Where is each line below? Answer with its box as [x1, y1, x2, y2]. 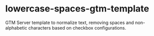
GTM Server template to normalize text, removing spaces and [5, 19, 134, 25]
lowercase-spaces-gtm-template [5, 3, 149, 14]
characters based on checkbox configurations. [28, 24, 126, 30]
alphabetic [5, 24, 27, 30]
